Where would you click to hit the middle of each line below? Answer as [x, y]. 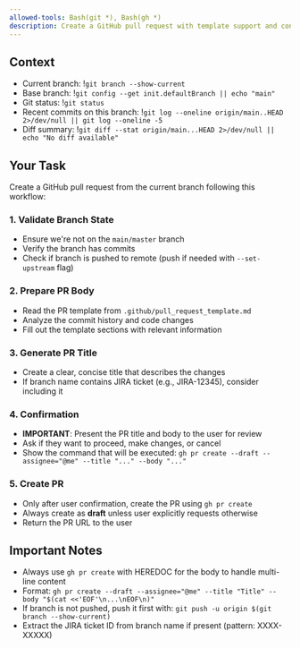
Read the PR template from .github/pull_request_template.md [137, 311]
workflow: [28, 197]
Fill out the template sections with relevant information [122, 329]
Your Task [38, 165]
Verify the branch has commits [79, 249]
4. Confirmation [44, 414]
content [52, 582]
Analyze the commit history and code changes [108, 320]
